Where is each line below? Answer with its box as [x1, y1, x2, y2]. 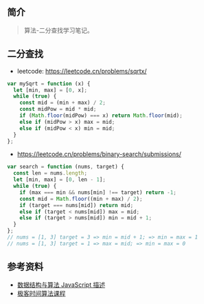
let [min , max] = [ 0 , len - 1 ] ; [13, 176, 106, 184]
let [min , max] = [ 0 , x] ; [13, 87, 88, 94]
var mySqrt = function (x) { [7, 80, 91, 87]
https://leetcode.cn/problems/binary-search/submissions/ [16, 150, 182, 158]
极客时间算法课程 [16, 289, 66, 297]
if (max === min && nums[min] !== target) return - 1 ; [19, 188, 177, 196]
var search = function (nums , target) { [7, 164, 125, 171]
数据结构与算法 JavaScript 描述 [16, 281, 105, 289]
